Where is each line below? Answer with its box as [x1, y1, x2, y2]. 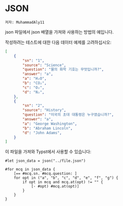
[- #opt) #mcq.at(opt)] [31, 184, 79, 189]
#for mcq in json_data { [5, 167, 55, 172]
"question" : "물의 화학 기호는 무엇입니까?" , [22, 67, 104, 72]
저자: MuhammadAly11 [5, 20, 45, 25]
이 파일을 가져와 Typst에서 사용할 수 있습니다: [5, 149, 91, 154]
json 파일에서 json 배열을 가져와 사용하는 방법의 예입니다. [5, 29, 114, 34]
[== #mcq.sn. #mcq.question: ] [14, 171, 77, 176]
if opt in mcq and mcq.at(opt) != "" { [22, 180, 104, 185]
